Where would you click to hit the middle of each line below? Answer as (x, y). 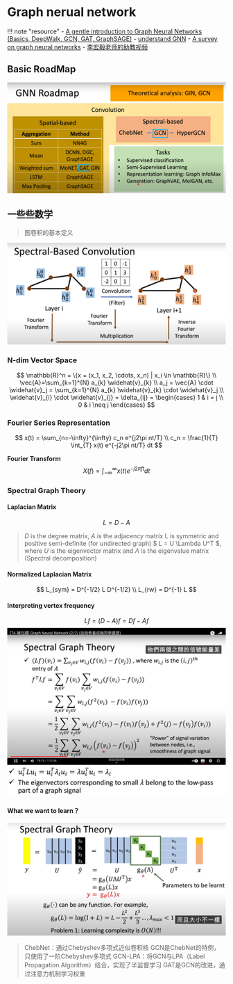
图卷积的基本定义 (49, 232)
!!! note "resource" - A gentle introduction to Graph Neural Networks (105, 31)
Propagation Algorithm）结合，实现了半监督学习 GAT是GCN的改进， (122, 965)
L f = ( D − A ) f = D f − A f (116, 621)
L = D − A (116, 522)
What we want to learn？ (43, 811)
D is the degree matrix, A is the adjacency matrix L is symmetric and (121, 535)
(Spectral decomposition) (60, 558)
